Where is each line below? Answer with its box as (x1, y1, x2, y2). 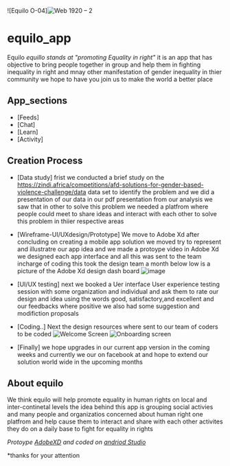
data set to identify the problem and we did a (87, 187, 215, 196)
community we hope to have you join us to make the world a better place (7, 75, 213, 83)
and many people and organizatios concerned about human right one (7, 410, 204, 419)
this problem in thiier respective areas (16, 217, 124, 225)
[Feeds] (16, 113, 40, 121)
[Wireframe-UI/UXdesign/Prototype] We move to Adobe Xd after (16, 230, 200, 238)
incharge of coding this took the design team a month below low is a (16, 259, 211, 268)
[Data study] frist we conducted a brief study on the (16, 173, 165, 181)
